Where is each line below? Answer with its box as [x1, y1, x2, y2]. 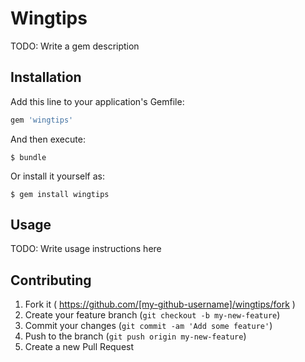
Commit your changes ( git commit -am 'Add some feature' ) [24, 320, 273, 332]
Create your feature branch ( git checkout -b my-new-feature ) [24, 309, 281, 321]
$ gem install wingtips [10, 189, 110, 199]
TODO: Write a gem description [10, 40, 140, 52]
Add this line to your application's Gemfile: [10, 95, 185, 107]
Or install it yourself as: [10, 170, 105, 182]
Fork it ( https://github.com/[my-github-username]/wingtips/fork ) [24, 298, 296, 311]
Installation [10, 69, 82, 86]
